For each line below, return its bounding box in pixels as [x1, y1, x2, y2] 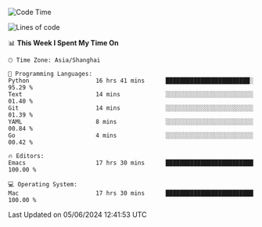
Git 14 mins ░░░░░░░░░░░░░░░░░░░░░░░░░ [8, 104, 254, 112]
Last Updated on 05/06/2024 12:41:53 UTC [8, 210, 147, 219]
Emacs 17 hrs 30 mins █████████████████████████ [8, 159, 254, 167]
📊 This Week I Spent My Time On [8, 38, 119, 47]
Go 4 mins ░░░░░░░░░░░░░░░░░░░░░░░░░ [8, 132, 254, 139]
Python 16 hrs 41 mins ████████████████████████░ [8, 77, 254, 85]
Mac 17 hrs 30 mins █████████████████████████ [8, 189, 254, 197]
